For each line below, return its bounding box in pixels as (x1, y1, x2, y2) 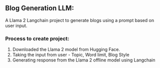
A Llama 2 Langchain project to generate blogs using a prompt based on (5, 17, 154, 23)
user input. (5, 22, 27, 28)
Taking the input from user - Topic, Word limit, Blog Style (12, 52, 129, 58)
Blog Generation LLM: (5, 4, 74, 12)
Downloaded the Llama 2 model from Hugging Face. (12, 46, 120, 52)
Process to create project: (5, 35, 69, 42)
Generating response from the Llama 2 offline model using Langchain (12, 57, 155, 63)
